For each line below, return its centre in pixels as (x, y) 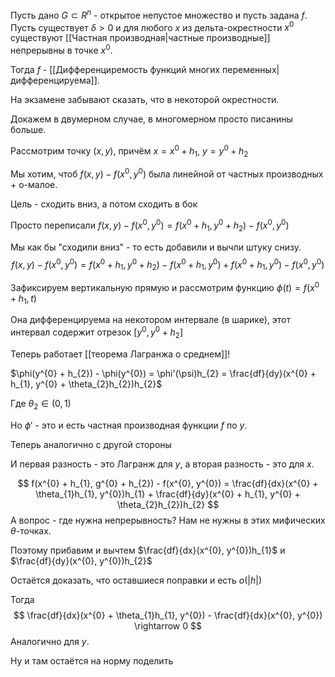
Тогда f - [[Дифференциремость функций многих (115, 69)
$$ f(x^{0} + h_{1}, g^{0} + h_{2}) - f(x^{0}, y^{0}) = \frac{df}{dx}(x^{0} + (168, 483)
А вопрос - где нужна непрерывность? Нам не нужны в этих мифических (168, 520)
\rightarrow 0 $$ (167, 625)
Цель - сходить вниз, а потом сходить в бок (104, 204)
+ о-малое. (34, 185)
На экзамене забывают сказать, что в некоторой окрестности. (145, 99)
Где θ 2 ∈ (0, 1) (41, 404)
